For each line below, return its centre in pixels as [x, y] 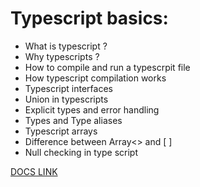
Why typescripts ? [62, 56]
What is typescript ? [66, 46]
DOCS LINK [34, 171]
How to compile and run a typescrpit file [107, 67]
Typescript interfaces [68, 88]
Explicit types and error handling [92, 109]
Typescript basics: [89, 18]
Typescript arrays [61, 131]
